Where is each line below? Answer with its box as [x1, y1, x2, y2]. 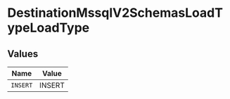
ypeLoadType [7, 20, 90, 36]
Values [7, 48, 39, 60]
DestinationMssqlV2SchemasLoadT [7, 5, 224, 21]
